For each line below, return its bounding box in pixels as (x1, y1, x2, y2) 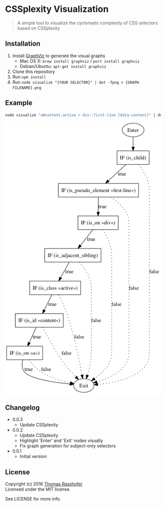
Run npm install (12, 73, 46, 80)
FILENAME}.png (12, 85, 41, 90)
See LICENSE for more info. (5, 496, 61, 502)
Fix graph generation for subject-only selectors (19, 443, 116, 449)
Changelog (5, 403, 40, 412)
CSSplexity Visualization (5, 3, 109, 15)
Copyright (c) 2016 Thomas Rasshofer (5, 481, 83, 487)
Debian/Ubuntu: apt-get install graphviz (19, 63, 107, 69)
